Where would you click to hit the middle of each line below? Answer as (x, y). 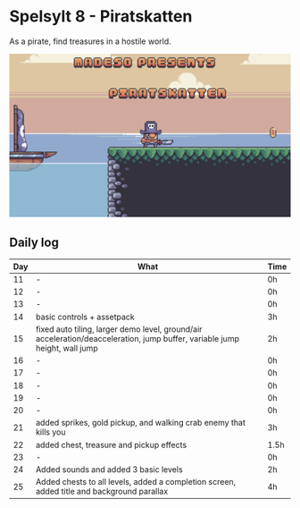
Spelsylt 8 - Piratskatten (101, 17)
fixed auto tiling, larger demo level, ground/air (119, 329)
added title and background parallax (102, 491)
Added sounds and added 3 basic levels (109, 470)
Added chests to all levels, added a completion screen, (136, 482)
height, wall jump (67, 348)
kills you (50, 432)
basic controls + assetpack (85, 317)
